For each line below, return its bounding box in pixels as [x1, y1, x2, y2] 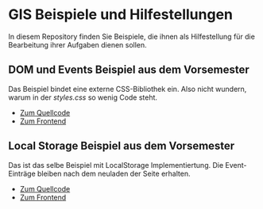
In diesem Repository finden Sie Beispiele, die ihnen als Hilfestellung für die [8, 32, 256, 41]
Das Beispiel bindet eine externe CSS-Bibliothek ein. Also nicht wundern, [8, 84, 247, 93]
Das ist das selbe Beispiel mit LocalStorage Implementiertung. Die [8, 160, 224, 169]
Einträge [8, 169, 36, 178]
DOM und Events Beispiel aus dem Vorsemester [8, 63, 249, 77]
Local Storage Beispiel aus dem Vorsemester [8, 139, 235, 153]
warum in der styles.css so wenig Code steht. [8, 93, 157, 102]
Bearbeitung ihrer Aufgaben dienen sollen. [8, 40, 147, 49]
